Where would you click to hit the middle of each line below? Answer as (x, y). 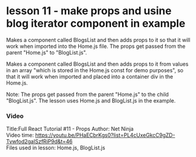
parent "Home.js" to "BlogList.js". (46, 52)
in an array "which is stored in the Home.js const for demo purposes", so (95, 70)
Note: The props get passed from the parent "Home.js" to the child (87, 94)
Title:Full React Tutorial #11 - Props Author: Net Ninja (70, 129)
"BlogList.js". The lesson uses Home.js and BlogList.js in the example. (91, 100)
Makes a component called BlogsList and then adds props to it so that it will (98, 40)
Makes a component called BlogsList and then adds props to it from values (97, 64)
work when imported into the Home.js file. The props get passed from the (96, 46)
